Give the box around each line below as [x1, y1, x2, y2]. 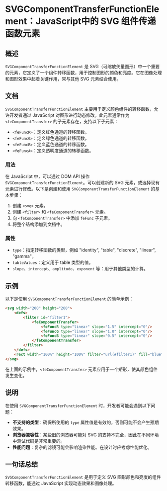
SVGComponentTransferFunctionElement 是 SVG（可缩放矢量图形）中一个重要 [5, 64, 160, 69]
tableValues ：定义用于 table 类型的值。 [12, 259, 93, 265]
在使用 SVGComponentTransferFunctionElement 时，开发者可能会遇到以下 [5, 403, 151, 409]
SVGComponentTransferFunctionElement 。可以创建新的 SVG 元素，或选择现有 [5, 180, 160, 186]
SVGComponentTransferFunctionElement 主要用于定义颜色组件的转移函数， [5, 106, 154, 112]
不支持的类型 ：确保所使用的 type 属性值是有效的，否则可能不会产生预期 [12, 419, 159, 425]
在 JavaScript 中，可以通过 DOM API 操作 [5, 173, 90, 179]
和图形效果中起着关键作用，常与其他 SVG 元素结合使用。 [5, 76, 121, 82]
